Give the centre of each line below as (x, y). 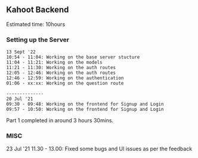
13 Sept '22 (21, 52)
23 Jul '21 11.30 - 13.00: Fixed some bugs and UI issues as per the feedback (99, 149)
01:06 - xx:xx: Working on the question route (65, 83)
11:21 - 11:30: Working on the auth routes (61, 68)
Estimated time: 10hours (36, 24)
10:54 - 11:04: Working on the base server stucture (73, 57)
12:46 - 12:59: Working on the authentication (65, 78)
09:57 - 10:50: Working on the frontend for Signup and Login (85, 110)
